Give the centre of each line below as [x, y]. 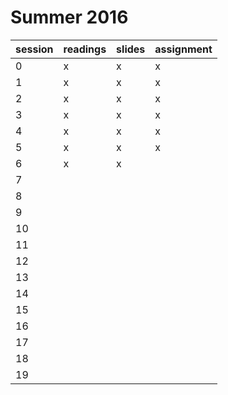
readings [85, 49]
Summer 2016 [69, 17]
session [34, 49]
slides [131, 49]
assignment [183, 49]
